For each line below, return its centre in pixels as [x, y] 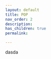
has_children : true [26, 29]
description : [19, 24]
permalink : [17, 33]
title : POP [17, 15]
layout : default [22, 10]
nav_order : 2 [19, 19]
